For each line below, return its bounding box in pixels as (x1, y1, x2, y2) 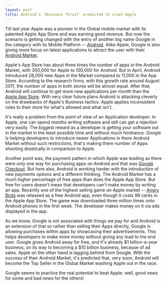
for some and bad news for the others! (5, 275, 84, 281)
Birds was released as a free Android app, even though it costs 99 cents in (5, 192, 158, 198)
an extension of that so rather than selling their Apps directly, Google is (5, 223, 151, 229)
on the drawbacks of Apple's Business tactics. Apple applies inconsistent (5, 99, 156, 105)
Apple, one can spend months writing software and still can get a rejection (5, 119, 158, 125)
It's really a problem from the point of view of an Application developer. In (5, 114, 156, 120)
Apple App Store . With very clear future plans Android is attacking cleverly (5, 93, 158, 100)
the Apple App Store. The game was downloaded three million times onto (5, 197, 155, 203)
